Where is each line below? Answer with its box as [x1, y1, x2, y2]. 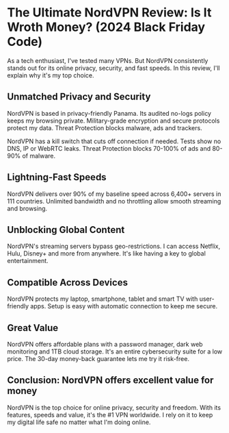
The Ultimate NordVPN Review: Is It [7, 5, 212, 21]
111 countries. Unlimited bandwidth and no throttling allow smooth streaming [7, 197, 221, 205]
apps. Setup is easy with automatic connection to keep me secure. [30, 302, 217, 310]
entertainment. [7, 257, 49, 265]
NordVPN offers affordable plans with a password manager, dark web [7, 341, 203, 348]
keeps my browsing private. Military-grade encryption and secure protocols [7, 116, 220, 125]
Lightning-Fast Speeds [7, 171, 107, 183]
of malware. [22, 151, 56, 160]
